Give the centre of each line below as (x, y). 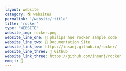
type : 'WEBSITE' (22, 28)
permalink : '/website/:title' (37, 19)
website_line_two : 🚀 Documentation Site (48, 42)
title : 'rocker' (22, 24)
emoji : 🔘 (14, 61)
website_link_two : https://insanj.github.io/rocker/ (61, 47)
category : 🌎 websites (28, 14)
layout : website (22, 10)
